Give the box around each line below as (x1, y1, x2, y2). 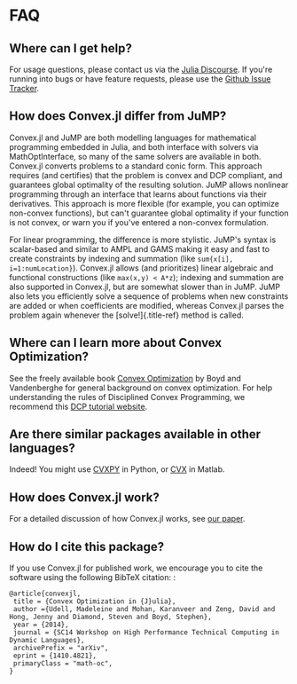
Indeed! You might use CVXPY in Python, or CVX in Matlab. (9, 464, 225, 475)
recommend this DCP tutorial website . (9, 401, 148, 412)
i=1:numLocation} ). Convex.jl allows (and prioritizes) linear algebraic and (9, 263, 274, 273)
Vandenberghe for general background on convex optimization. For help (9, 382, 273, 393)
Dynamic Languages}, (9, 636, 86, 645)
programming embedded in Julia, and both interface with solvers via (9, 141, 259, 152)
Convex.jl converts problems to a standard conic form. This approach (9, 161, 263, 171)
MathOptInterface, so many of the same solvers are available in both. (9, 151, 262, 161)
